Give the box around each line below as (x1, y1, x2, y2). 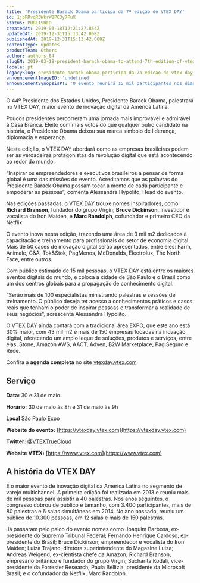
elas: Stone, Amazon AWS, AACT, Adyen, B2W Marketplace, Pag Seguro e (6, 341, 189, 348)
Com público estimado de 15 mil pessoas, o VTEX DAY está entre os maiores (6, 267, 194, 274)
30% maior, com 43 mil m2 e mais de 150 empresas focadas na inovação (6, 328, 186, 335)
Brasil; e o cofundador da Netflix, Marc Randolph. (6, 569, 127, 577)
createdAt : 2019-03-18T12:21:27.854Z (6, 25, 100, 32)
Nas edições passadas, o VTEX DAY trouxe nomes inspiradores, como (6, 200, 179, 207)
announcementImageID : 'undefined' (6, 75, 92, 81)
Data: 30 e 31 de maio (6, 391, 61, 399)
